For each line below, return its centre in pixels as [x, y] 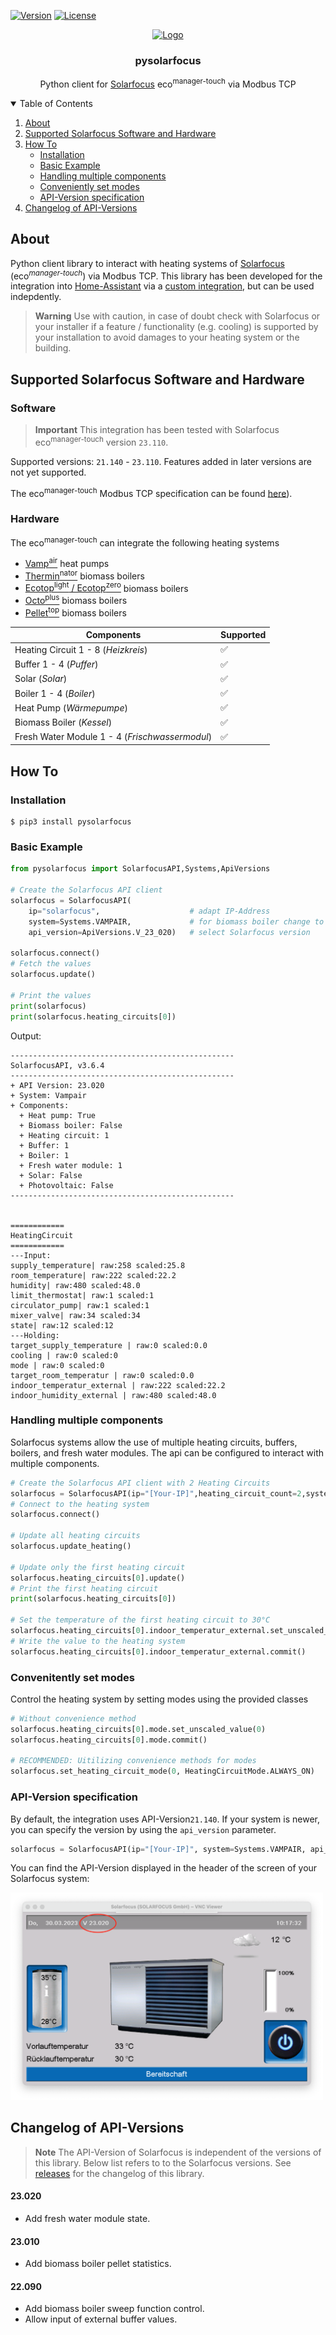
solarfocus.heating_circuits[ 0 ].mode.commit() [109, 1740]
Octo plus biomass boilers [76, 599]
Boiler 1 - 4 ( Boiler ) [55, 693]
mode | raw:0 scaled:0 [57, 1365]
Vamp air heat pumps [67, 563]
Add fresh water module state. [87, 2218]
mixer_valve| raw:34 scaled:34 [75, 1315]
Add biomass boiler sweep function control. [114, 2309]
